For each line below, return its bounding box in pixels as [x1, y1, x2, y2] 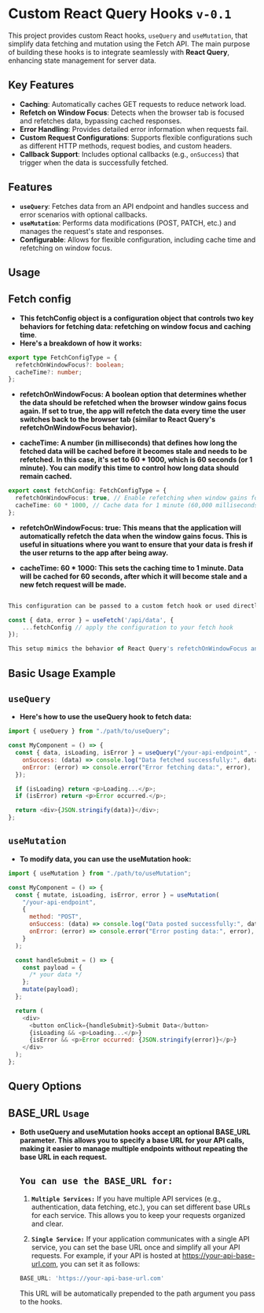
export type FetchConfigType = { [8, 353, 118, 361]
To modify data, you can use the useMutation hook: [19, 854, 192, 864]
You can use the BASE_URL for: [19, 1175, 174, 1187]
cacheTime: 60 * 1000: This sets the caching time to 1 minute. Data [19, 563, 244, 572]
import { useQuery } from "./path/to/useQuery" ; [8, 727, 170, 735]
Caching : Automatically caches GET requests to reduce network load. [19, 99, 247, 108]
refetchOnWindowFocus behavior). [19, 423, 137, 433]
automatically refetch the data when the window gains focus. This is [19, 531, 247, 540]
